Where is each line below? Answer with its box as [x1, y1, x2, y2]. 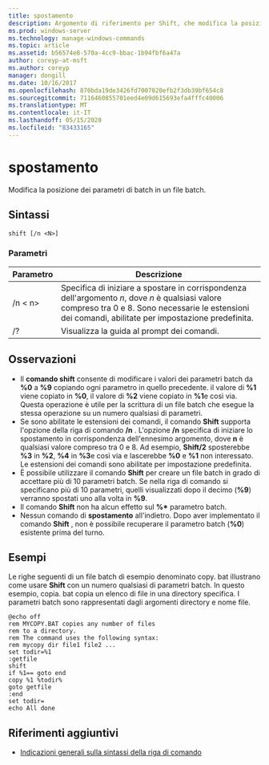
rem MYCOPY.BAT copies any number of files [8, 620, 156, 629]
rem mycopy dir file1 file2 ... [8, 641, 116, 649]
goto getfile [8, 683, 52, 691]
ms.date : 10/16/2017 [8, 79, 78, 87]
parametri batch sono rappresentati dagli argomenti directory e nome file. [8, 597, 251, 607]
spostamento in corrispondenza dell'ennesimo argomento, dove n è [19, 433, 244, 443]
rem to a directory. [8, 627, 78, 635]
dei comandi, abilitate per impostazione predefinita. [60, 312, 254, 323]
